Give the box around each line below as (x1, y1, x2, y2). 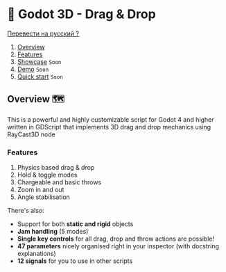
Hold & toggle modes (17, 170, 78, 179)
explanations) (17, 250, 57, 258)
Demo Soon (17, 65, 49, 73)
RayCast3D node (7, 130, 55, 138)
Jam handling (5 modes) (17, 227, 89, 236)
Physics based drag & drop (17, 163, 95, 172)
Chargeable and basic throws (17, 178, 102, 186)
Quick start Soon (17, 72, 64, 81)
